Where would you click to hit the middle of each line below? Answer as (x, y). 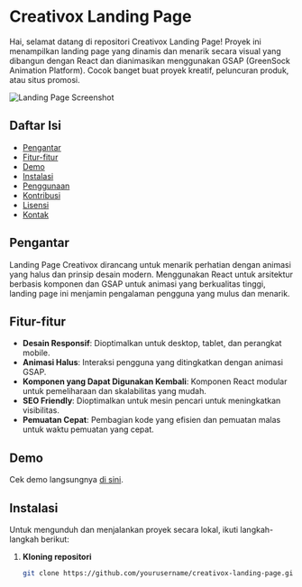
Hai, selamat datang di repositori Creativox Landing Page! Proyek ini (135, 41)
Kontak (36, 215)
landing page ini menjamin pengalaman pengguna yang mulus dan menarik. (150, 293)
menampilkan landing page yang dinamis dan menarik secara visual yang (145, 50)
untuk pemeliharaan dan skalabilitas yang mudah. (114, 391)
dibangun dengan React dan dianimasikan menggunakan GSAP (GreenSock (150, 60)
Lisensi (36, 205)
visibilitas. (41, 410)
